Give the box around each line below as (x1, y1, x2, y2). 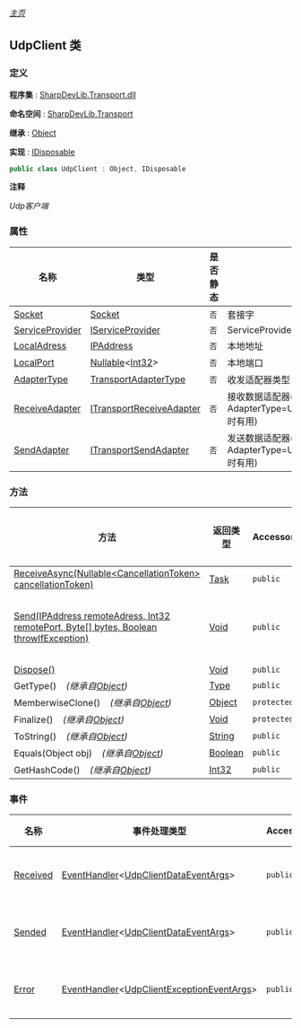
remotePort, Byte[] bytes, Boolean (13, 621, 158, 633)
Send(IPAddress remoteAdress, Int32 (13, 609, 171, 622)
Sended (13, 926, 47, 938)
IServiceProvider (90, 323, 161, 335)
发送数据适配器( (227, 431, 294, 444)
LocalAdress (13, 339, 67, 352)
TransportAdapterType (90, 372, 186, 385)
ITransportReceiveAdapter (90, 402, 202, 414)
